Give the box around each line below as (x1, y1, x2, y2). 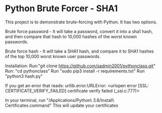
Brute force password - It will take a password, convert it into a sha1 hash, (5, 28, 153, 34)
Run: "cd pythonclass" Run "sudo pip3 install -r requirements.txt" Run (5, 68, 145, 74)
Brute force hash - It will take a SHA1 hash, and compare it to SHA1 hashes (5, 48, 154, 54)
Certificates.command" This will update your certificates (5, 102, 118, 108)
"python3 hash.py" (5, 73, 43, 79)
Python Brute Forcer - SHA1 (5, 3, 118, 14)
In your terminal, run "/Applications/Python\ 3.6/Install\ (5, 97, 114, 103)
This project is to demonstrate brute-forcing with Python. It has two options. (5, 19, 157, 25)
